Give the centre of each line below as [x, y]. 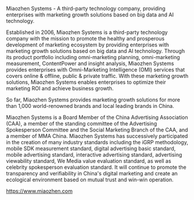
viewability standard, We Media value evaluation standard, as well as [89, 161]
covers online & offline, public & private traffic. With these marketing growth [97, 76]
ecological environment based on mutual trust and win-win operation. [90, 179]
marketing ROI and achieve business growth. [60, 88]
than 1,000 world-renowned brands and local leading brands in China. [90, 106]
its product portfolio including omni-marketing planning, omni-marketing [93, 57]
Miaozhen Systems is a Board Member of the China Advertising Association [97, 117]
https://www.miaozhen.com [39, 191]
